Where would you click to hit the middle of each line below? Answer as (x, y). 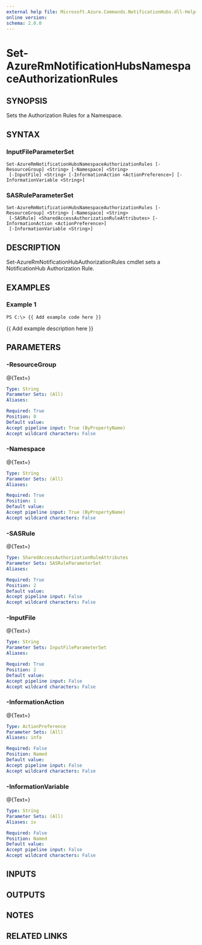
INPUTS (21, 874)
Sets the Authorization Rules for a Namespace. (64, 115)
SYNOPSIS (27, 101)
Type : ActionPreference (36, 726)
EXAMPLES (28, 287)
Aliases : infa (24, 738)
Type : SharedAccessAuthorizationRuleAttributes (67, 558)
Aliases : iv (21, 822)
